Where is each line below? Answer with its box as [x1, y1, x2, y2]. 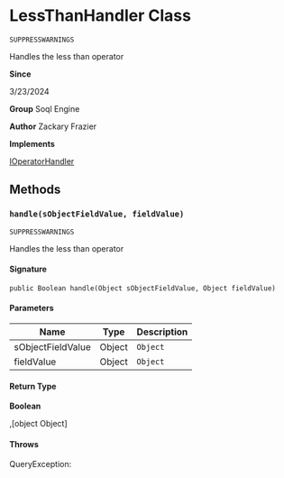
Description [136, 326, 188, 338]
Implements [9, 138, 56, 149]
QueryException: [9, 459, 72, 470]
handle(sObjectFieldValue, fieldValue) [9, 209, 185, 219]
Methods [9, 182, 61, 198]
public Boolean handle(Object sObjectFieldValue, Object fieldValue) [9, 283, 277, 293]
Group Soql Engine [9, 103, 80, 114]
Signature [9, 263, 48, 275]
